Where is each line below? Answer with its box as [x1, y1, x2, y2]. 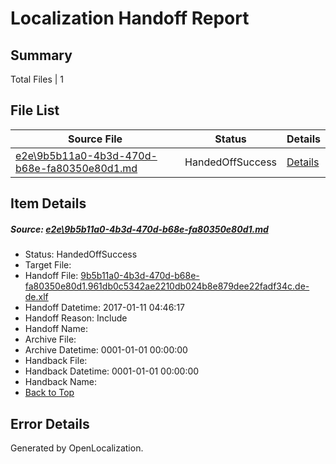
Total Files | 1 [10, 73, 64, 85]
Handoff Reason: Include [24, 312, 128, 324]
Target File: [24, 259, 72, 271]
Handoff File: [24, 270, 79, 282]
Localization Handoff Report [10, 7, 250, 30]
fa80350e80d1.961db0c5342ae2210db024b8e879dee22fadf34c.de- [24, 280, 310, 292]
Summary [10, 47, 73, 64]
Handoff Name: [24, 323, 88, 335]
